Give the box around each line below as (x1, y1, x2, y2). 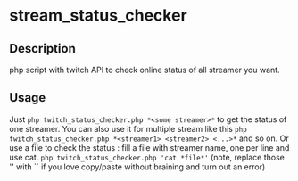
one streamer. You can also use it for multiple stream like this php (9, 123, 247, 134)
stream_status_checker (9, 5, 187, 26)
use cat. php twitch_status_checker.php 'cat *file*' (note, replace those (9, 152, 286, 162)
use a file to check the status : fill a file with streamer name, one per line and (9, 142, 290, 152)
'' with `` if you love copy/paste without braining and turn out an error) (9, 161, 266, 172)
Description (9, 41, 76, 56)
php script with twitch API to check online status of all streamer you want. (9, 64, 280, 75)
